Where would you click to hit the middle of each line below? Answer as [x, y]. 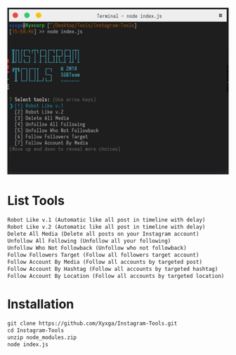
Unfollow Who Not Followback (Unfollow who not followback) [97, 248]
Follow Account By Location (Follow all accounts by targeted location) [116, 276]
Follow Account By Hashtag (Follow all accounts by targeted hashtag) [113, 269]
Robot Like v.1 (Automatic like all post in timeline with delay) [106, 220]
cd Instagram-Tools [36, 330]
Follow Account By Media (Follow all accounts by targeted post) [105, 262]
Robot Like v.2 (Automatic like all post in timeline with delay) [106, 227]
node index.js [28, 344]
